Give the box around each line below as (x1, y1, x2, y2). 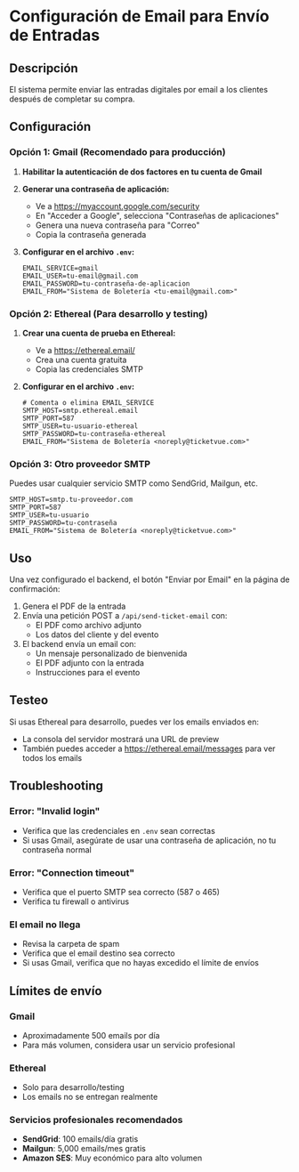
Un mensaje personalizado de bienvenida (35, 648, 188, 659)
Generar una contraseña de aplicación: (21, 183, 170, 194)
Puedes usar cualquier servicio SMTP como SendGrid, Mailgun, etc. (9, 478, 258, 489)
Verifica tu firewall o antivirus (21, 896, 130, 907)
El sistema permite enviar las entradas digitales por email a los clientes (9, 85, 269, 94)
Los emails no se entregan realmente (21, 1092, 158, 1103)
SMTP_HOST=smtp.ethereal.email (21, 406, 139, 415)
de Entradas (9, 25, 101, 45)
